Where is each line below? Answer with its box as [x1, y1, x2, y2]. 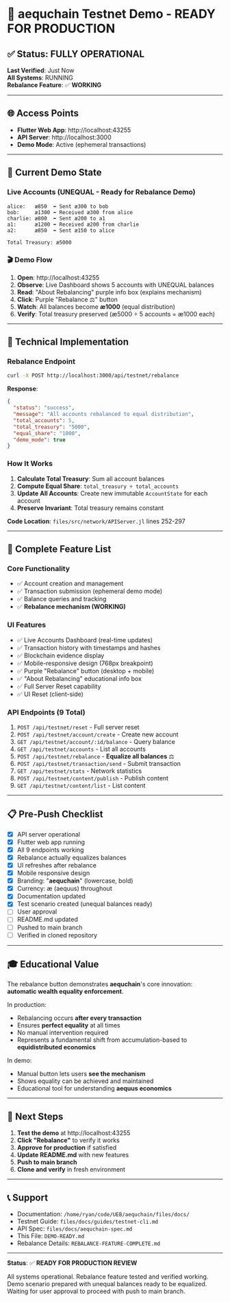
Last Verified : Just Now [7, 67, 75, 74]
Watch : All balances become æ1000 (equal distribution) [16, 302, 176, 311]
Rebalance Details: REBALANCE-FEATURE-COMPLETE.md [16, 1239, 161, 1248]
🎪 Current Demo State [7, 167, 102, 178]
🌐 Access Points [7, 108, 79, 119]
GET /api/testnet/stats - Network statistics [16, 767, 142, 775]
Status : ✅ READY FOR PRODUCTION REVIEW [7, 1259, 138, 1267]
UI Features [7, 620, 47, 630]
